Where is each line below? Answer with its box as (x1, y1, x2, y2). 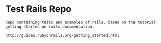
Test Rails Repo (5, 3, 72, 15)
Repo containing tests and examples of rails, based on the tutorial (5, 20, 156, 25)
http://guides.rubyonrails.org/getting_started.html (5, 33, 120, 38)
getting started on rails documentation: (5, 24, 95, 29)
